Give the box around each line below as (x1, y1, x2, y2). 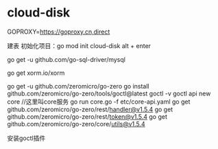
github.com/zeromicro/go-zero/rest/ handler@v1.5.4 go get (7, 105, 173, 113)
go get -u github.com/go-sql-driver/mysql (7, 55, 125, 63)
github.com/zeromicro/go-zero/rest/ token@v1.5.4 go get (7, 112, 168, 121)
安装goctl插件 (7, 134, 46, 142)
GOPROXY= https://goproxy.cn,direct (7, 27, 110, 36)
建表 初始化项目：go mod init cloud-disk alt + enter (7, 41, 152, 49)
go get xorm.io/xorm (7, 69, 65, 77)
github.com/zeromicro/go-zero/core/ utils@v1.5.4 (7, 119, 145, 128)
